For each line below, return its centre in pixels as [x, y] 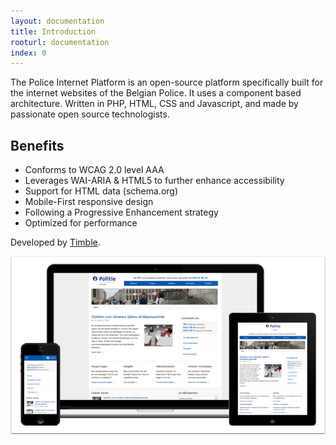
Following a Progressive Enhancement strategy [121, 212]
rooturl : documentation [60, 42]
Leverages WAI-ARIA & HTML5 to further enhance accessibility [154, 181]
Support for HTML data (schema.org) [101, 191]
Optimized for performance [81, 223]
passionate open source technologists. [90, 114]
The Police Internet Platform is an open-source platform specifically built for [167, 82]
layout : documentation [57, 21]
